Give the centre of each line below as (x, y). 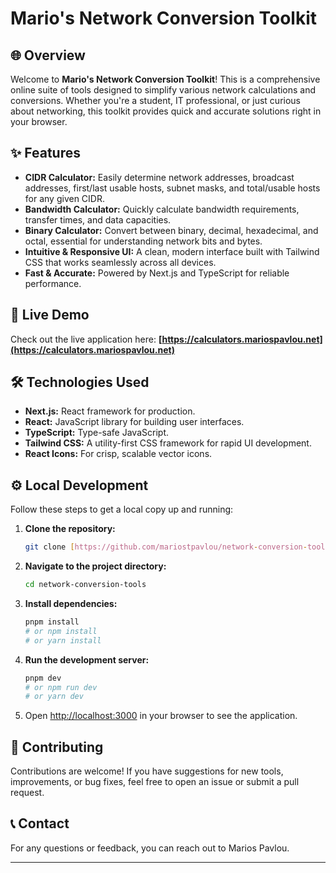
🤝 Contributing (57, 747)
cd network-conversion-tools (85, 585)
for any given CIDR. (64, 198)
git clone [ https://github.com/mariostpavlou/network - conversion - (166, 547)
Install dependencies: (71, 603)
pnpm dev (43, 678)
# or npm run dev (61, 687)
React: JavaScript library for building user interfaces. (134, 422)
